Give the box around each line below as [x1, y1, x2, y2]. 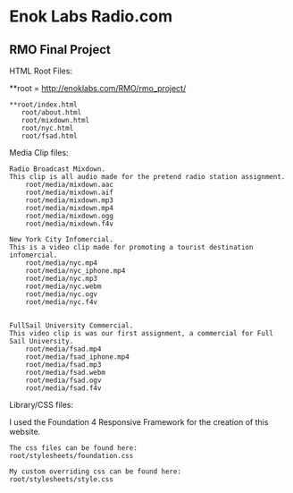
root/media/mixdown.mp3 [25, 196, 114, 205]
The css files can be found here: [9, 444, 138, 453]
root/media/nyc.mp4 [25, 259, 98, 268]
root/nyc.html [21, 123, 74, 132]
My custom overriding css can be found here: [9, 467, 181, 476]
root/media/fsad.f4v [25, 384, 102, 393]
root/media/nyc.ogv [25, 290, 98, 299]
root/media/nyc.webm [25, 282, 102, 291]
